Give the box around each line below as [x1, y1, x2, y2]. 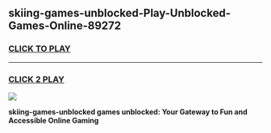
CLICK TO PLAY [8, 44, 71, 55]
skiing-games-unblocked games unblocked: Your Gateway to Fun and [8, 106, 248, 116]
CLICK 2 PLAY [8, 73, 65, 85]
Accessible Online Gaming [8, 115, 99, 125]
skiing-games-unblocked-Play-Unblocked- [8, 6, 231, 20]
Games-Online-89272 [8, 19, 122, 33]
